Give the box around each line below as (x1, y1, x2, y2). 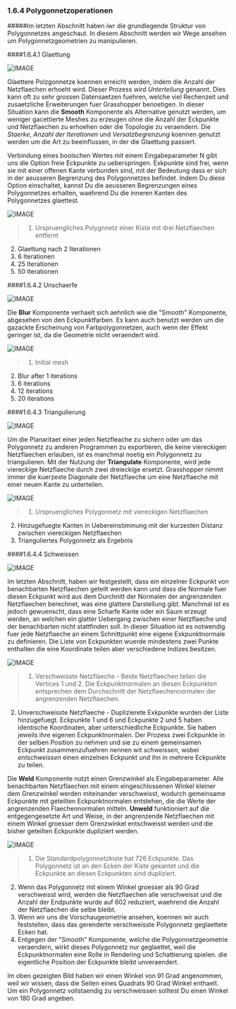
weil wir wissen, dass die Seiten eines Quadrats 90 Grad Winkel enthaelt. (7, 979, 219, 988)
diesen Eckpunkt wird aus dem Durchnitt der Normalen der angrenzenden (7, 592, 222, 601)
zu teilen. (17, 761, 44, 769)
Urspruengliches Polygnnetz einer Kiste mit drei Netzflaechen (35, 224, 215, 232)
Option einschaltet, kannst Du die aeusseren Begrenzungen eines (7, 181, 197, 190)
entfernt (35, 231, 58, 240)
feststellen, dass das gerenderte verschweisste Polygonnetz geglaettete (17, 920, 228, 929)
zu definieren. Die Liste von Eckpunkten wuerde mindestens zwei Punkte (7, 637, 219, 646)
